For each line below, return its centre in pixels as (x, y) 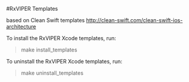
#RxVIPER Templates (32, 9)
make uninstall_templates (52, 73)
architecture (21, 27)
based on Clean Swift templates (46, 20)
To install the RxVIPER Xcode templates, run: (61, 38)
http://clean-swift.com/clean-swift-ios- (134, 20)
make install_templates (49, 50)
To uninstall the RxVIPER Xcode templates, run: (64, 61)
